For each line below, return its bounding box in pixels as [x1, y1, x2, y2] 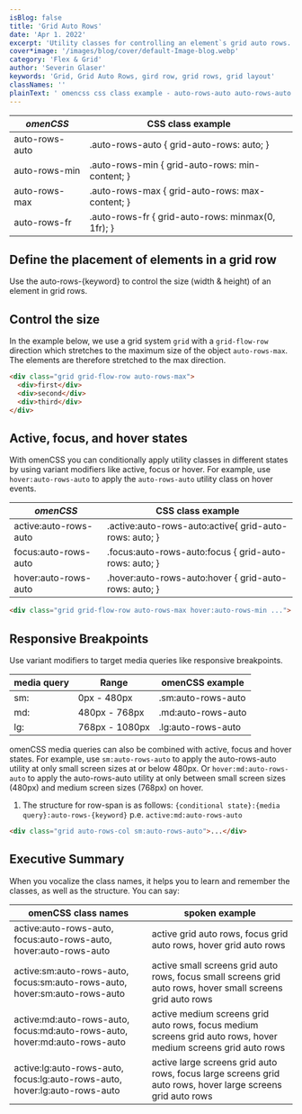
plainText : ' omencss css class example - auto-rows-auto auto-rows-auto [9, 88, 292, 97]
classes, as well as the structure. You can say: [9, 885, 180, 896]
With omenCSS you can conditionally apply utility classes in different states [9, 454, 289, 465]
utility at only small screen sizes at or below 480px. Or [9, 763, 211, 773]
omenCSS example [161, 677, 244, 689]
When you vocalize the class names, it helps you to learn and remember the [9, 875, 290, 886]
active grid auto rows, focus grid [151, 927, 289, 940]
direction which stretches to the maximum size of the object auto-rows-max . [9, 345, 289, 356]
